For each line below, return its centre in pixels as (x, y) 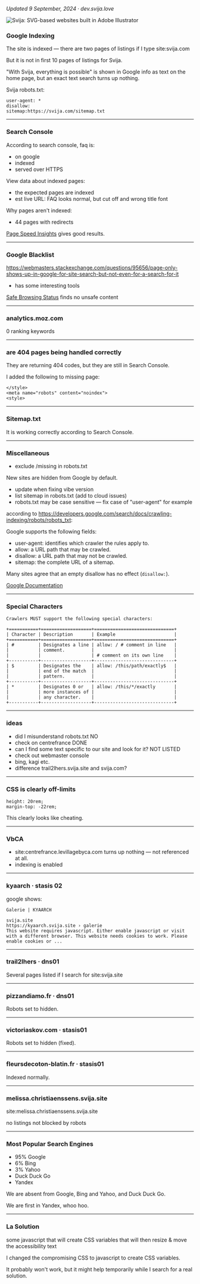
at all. (21, 858)
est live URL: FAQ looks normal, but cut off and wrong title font (91, 199)
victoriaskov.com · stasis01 (47, 1030)
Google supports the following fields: (51, 532)
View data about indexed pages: (46, 181)
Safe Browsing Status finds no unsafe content (62, 297)
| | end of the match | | (92, 671)
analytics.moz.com (35, 318)
